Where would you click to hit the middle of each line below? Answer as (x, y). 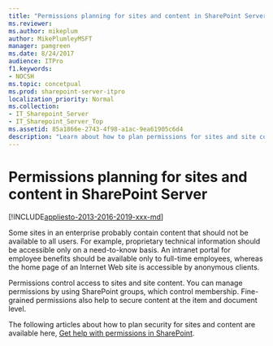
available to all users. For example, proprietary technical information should (134, 241)
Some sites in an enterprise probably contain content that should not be (129, 232)
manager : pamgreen (39, 46)
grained (22, 300)
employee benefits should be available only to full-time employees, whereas (136, 258)
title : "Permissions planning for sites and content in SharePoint (125, 16)
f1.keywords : (30, 69)
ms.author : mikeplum (43, 31)
